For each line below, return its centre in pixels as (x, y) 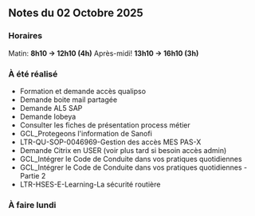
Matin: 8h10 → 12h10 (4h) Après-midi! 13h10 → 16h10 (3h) (104, 53)
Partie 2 (33, 175)
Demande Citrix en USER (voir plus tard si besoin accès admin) (123, 150)
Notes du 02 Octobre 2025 (76, 13)
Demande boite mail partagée (69, 100)
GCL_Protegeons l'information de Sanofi (86, 133)
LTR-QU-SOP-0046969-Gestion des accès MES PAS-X (110, 142)
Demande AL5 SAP (51, 108)
